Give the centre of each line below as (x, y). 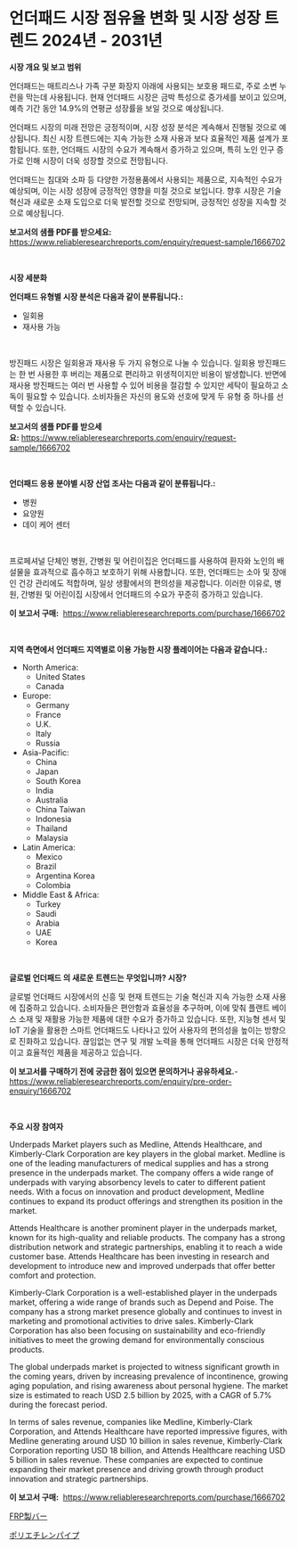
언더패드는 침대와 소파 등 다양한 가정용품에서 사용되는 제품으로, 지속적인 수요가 (146, 179)
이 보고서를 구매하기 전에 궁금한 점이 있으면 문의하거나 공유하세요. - (124, 1071)
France (48, 714)
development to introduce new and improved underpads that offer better (142, 1265)
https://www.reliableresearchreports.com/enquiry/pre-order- (121, 1081)
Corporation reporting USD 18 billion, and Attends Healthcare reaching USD (148, 1450)
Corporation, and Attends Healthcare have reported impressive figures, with (148, 1431)
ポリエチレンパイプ (44, 1535)
